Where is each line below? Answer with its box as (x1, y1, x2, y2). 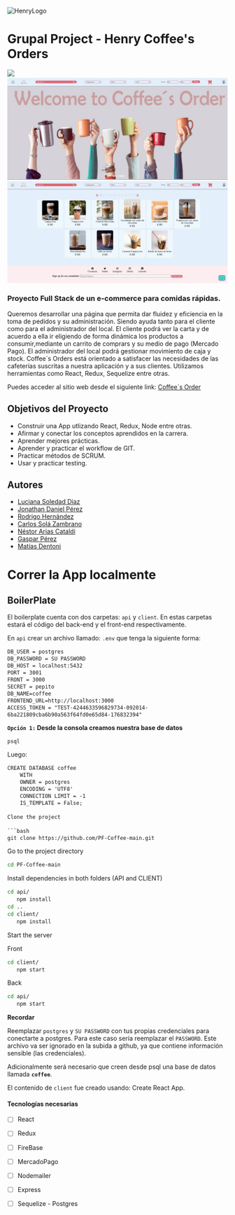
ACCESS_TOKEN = (7, 704, 52, 712)
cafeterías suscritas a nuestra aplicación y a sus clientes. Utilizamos (7, 361, 204, 370)
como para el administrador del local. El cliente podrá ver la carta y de (7, 324, 210, 332)
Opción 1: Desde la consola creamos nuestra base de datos (7, 724, 183, 732)
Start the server (7, 931, 52, 939)
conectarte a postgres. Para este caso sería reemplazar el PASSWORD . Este (7, 1034, 217, 1043)
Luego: (7, 750, 28, 759)
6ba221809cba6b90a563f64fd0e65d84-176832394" (7, 711, 142, 719)
